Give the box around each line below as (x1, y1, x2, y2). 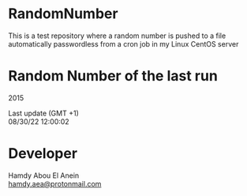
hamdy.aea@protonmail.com (8, 179, 102, 188)
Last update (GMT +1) (8, 108, 79, 118)
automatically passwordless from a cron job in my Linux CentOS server (8, 39, 239, 48)
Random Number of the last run (8, 67, 219, 85)
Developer (8, 145, 77, 163)
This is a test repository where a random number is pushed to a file (8, 31, 226, 40)
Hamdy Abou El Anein (8, 171, 80, 180)
